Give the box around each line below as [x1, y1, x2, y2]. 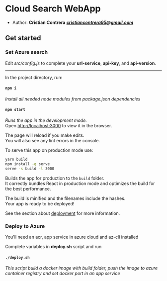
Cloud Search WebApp [5, 3, 101, 14]
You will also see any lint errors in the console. [5, 138, 100, 144]
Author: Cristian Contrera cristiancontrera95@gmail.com [12, 19, 134, 25]
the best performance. [5, 186, 51, 191]
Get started [5, 34, 41, 42]
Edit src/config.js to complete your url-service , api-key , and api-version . [5, 60, 157, 66]
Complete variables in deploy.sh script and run [5, 243, 102, 249]
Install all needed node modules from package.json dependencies [5, 95, 141, 102]
